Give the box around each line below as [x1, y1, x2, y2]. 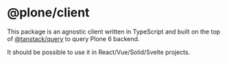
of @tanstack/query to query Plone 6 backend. [7, 34, 140, 42]
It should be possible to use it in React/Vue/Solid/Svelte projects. [7, 48, 191, 56]
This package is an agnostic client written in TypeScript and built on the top [7, 27, 221, 36]
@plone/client [7, 5, 90, 21]
